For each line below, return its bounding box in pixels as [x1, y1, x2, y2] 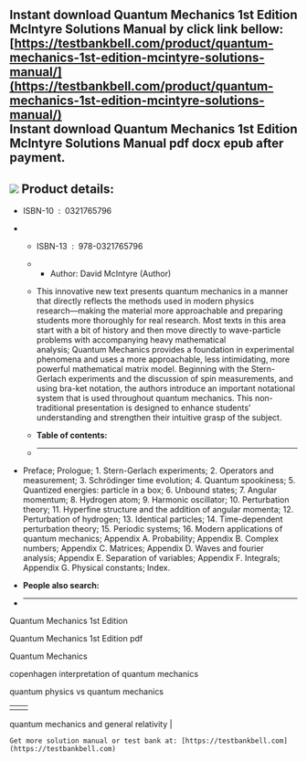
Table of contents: [36, 429, 108, 441]
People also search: [22, 580, 101, 591]
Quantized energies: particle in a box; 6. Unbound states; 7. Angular [22, 484, 278, 496]
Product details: [21, 181, 114, 196]
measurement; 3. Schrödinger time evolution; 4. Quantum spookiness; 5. [22, 475, 296, 486]
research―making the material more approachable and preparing [36, 305, 283, 316]
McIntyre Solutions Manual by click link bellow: [9, 22, 284, 37]
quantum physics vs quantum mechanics [9, 686, 164, 697]
